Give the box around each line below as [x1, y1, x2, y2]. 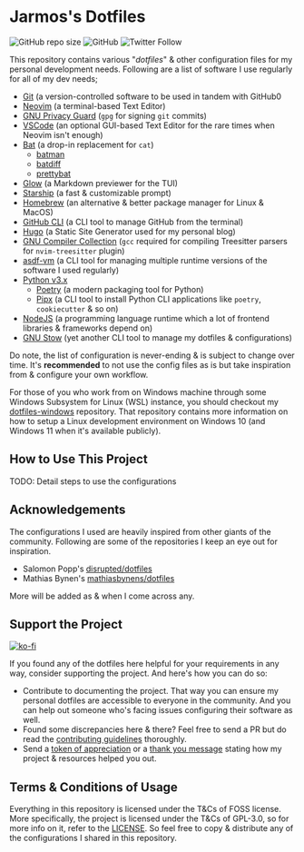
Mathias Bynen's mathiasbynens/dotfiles [22, 572, 175, 583]
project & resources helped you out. [22, 753, 157, 764]
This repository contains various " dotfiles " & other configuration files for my [9, 54, 293, 64]
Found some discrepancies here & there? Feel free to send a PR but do [22, 724, 288, 735]
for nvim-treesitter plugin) [22, 245, 125, 256]
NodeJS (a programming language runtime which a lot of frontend [22, 312, 270, 323]
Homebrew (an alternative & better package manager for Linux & [22, 197, 265, 208]
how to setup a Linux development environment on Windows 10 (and [9, 415, 266, 426]
